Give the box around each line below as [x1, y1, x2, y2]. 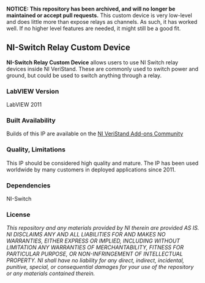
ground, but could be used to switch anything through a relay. [6, 72, 162, 79]
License [6, 210, 31, 219]
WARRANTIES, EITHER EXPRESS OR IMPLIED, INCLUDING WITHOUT [6, 237, 181, 244]
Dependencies [6, 181, 51, 189]
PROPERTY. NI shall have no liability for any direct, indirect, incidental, [6, 257, 185, 264]
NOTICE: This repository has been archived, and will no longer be [6, 6, 176, 12]
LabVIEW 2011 [6, 101, 42, 108]
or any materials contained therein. [6, 270, 95, 277]
